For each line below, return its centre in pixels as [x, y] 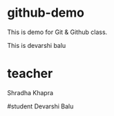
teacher [30, 74]
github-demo [46, 13]
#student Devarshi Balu [40, 106]
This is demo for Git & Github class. [57, 32]
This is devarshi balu [37, 45]
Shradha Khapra [30, 92]
